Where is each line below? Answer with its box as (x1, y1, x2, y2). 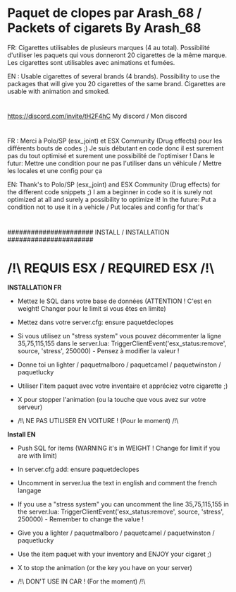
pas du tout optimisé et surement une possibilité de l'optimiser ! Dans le (7, 152, 215, 160)
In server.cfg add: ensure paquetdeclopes (17, 465, 139, 474)
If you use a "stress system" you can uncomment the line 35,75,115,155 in (17, 500, 229, 509)
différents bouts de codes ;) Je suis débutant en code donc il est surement (7, 144, 224, 153)
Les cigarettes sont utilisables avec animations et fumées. (7, 58, 175, 66)
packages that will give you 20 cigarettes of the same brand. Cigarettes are (7, 79, 226, 88)
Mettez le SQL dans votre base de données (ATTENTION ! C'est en (17, 297, 212, 305)
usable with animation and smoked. (7, 87, 111, 95)
